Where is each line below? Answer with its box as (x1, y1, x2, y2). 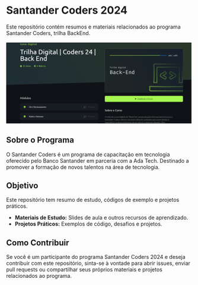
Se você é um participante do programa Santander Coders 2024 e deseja (6, 254, 186, 261)
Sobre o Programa (6, 135, 74, 145)
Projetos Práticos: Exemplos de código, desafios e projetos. (14, 220, 162, 227)
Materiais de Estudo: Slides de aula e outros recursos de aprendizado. (14, 214, 189, 221)
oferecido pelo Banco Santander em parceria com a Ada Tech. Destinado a (6, 157, 189, 164)
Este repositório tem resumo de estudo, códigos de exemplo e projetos (6, 197, 180, 204)
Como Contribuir (6, 237, 69, 248)
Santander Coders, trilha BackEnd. (6, 29, 91, 36)
